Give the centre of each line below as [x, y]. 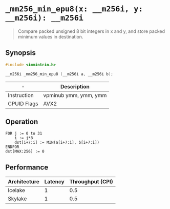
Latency [55, 182]
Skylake [17, 199]
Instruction [21, 95]
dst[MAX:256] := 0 [25, 151]
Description [75, 86]
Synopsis [20, 53]
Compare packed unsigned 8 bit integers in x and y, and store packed [91, 31]
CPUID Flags [23, 103]
